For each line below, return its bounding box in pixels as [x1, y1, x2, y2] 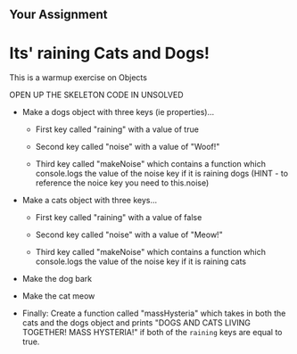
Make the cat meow [21, 291, 95, 301]
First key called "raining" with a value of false [35, 212, 202, 223]
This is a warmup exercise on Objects [9, 72, 147, 83]
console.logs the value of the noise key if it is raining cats [35, 256, 247, 267]
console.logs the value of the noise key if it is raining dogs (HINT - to [35, 169, 288, 179]
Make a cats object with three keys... [21, 195, 158, 206]
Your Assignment [9, 7, 108, 22]
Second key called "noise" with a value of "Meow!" [35, 229, 223, 240]
